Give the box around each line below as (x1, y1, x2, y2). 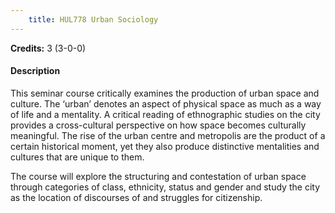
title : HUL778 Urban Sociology (28, 14, 159, 25)
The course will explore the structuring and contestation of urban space (10, 170, 307, 182)
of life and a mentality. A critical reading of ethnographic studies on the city (10, 108, 321, 120)
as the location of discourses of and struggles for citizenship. (10, 191, 263, 203)
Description (10, 65, 61, 77)
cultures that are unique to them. (10, 151, 145, 163)
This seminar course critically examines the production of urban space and (10, 87, 320, 99)
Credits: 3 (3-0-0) (10, 42, 87, 54)
